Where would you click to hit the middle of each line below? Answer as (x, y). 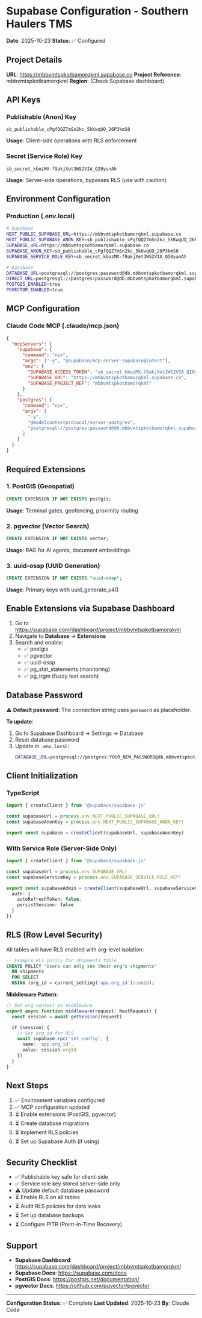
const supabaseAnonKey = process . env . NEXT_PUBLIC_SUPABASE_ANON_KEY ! (95, 822)
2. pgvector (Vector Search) (48, 526)
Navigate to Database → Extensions (60, 636)
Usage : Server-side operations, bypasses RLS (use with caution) (87, 180)
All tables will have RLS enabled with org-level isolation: (75, 949)
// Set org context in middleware (50, 1006)
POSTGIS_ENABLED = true (33, 285)
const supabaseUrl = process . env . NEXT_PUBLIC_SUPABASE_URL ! (83, 816)
